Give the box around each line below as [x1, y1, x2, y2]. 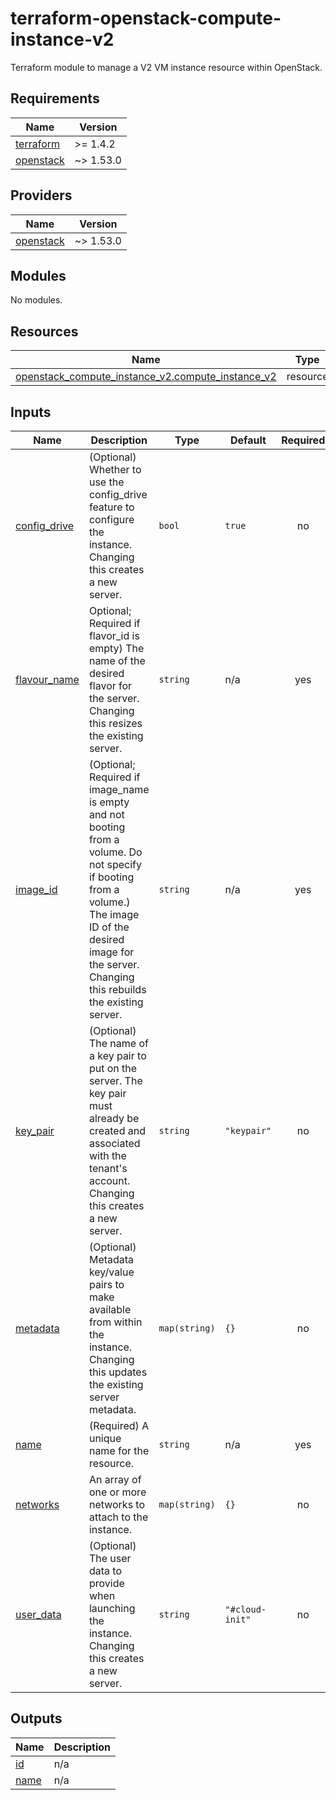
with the [88, 1149, 127, 1162]
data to [88, 1564, 122, 1577]
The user [88, 1552, 132, 1565]
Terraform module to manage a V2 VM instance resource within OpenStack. [10, 61, 323, 73]
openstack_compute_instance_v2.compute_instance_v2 [15, 370, 277, 384]
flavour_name [15, 673, 80, 686]
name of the [88, 654, 146, 667]
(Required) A [88, 1419, 150, 1432]
